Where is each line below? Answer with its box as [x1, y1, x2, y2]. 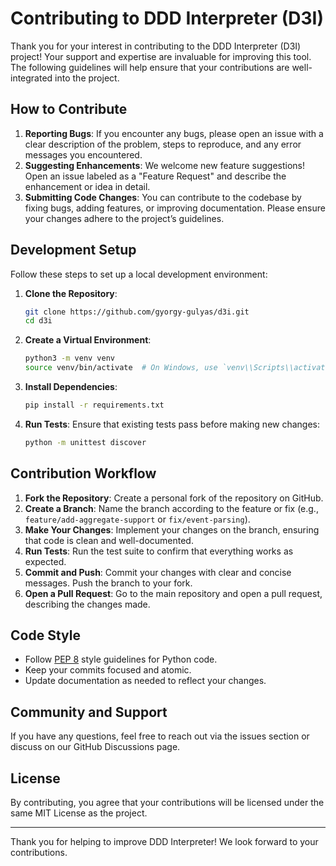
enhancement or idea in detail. [24, 180, 151, 192]
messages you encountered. [24, 148, 143, 161]
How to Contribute [10, 101, 128, 118]
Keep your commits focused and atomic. [24, 664, 192, 676]
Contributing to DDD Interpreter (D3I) [10, 7, 325, 30]
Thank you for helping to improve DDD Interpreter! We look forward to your [10, 836, 319, 848]
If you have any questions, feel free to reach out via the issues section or [10, 730, 310, 742]
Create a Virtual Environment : [24, 334, 152, 346]
